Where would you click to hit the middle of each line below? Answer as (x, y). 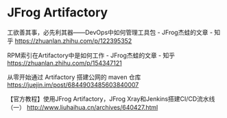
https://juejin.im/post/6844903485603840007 (73, 85)
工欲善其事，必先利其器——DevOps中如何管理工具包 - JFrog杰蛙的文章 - (110, 32)
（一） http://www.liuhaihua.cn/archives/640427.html (83, 107)
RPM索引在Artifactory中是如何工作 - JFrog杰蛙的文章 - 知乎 (91, 55)
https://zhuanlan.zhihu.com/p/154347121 (64, 63)
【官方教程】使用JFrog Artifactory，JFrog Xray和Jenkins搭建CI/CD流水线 (111, 99)
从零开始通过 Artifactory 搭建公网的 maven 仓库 (74, 77)
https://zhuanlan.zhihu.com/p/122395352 (73, 41)
